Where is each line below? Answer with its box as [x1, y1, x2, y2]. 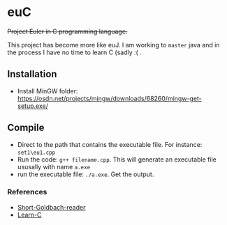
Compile [7, 122, 45, 134]
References [7, 187, 47, 197]
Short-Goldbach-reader [17, 203, 86, 211]
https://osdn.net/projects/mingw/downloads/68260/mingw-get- [17, 94, 203, 102]
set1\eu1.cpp [17, 149, 56, 156]
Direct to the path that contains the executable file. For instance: [17, 140, 203, 148]
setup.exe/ [17, 102, 49, 110]
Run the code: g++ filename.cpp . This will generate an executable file [17, 155, 217, 164]
